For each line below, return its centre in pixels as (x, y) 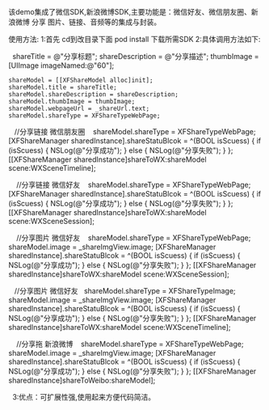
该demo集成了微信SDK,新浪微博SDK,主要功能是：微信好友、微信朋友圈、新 (133, 12)
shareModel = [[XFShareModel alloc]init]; (81, 80)
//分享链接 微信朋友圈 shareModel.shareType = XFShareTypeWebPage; (135, 131)
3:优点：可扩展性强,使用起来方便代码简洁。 (84, 397)
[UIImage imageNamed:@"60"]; (61, 66)
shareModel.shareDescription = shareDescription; (94, 95)
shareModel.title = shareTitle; (63, 87)
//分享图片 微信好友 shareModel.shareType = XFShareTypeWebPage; (133, 238)
